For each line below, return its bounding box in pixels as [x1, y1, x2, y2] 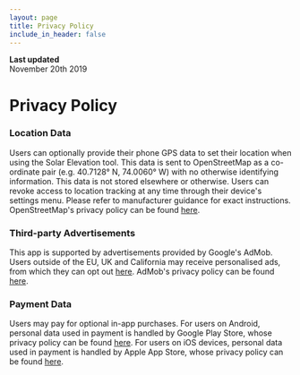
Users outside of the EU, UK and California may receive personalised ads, [9, 257, 281, 268]
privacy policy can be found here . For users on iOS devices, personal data [9, 337, 283, 348]
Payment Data [9, 298, 73, 311]
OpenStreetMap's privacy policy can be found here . [9, 204, 201, 215]
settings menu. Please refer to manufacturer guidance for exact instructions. [9, 194, 291, 206]
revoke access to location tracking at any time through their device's [9, 185, 262, 196]
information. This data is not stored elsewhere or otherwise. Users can [9, 175, 270, 186]
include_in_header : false [9, 30, 106, 38]
